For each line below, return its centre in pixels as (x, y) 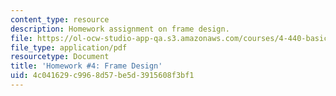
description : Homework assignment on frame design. (120, 29)
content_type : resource (60, 19)
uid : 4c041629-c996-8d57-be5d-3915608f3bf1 (102, 76)
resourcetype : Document (60, 57)
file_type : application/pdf (69, 47)
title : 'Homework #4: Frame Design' (86, 66)
